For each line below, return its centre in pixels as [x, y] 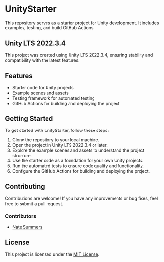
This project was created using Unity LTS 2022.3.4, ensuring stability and [79, 55]
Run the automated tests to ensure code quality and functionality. [78, 166]
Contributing [25, 187]
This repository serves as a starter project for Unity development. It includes [82, 23]
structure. [22, 156]
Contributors [21, 216]
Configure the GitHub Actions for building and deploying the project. [81, 171]
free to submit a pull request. [34, 204]
